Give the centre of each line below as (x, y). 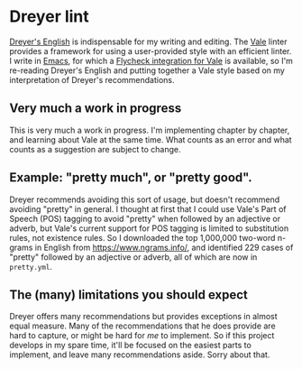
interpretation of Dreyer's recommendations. (92, 79)
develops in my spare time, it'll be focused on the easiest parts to (131, 346)
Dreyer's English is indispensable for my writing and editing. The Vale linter (148, 42)
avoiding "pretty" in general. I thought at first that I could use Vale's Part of (148, 208)
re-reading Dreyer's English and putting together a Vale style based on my (147, 70)
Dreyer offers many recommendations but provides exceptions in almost (143, 317)
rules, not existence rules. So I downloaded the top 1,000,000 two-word (142, 237)
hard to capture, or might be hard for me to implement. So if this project (142, 336)
